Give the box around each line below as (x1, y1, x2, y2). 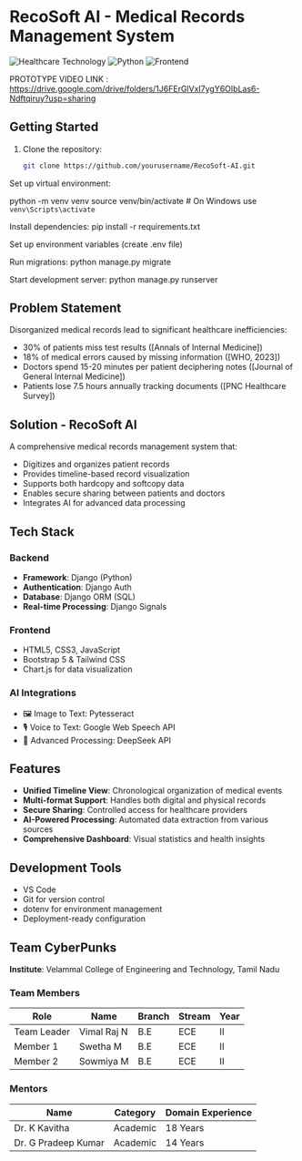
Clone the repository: (22, 143, 103, 154)
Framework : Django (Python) (22, 571, 133, 582)
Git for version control (22, 894, 106, 905)
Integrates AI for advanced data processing (22, 498, 186, 509)
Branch (137, 1010, 170, 1022)
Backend (9, 551, 50, 564)
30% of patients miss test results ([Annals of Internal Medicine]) (22, 342, 264, 353)
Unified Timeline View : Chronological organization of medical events (22, 786, 283, 796)
